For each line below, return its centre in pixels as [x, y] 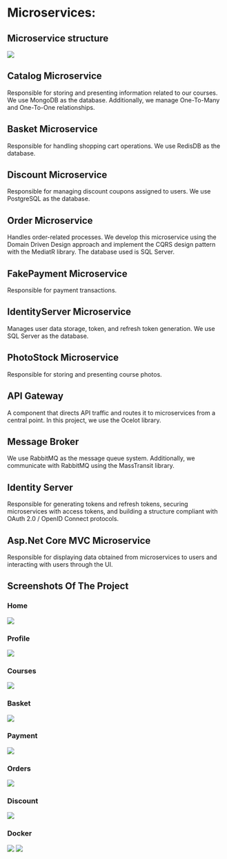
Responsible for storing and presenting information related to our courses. [112, 93]
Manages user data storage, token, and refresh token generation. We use [111, 328]
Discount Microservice [57, 175]
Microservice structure [58, 38]
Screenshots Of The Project [68, 586]
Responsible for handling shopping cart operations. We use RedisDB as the [114, 146]
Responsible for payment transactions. [62, 290]
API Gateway [36, 396]
